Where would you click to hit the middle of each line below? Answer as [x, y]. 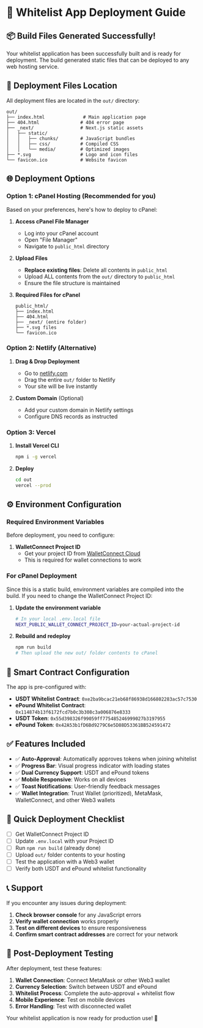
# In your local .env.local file [58, 619]
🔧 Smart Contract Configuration [68, 672]
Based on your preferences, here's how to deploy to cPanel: [82, 209]
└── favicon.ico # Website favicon [67, 160]
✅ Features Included [46, 744]
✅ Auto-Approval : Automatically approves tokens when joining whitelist [106, 759]
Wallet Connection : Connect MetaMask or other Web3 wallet [92, 980]
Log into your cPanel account [61, 233]
